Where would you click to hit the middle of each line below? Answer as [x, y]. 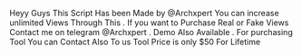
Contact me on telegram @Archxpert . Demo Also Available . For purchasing [151, 32]
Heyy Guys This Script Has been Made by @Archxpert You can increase [144, 13]
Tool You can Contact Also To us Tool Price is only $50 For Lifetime [135, 42]
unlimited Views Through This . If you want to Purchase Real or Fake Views [149, 23]
